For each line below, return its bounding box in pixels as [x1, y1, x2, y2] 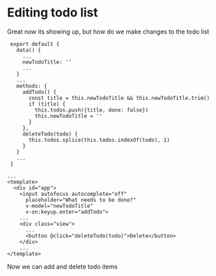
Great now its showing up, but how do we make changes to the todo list [7, 27, 210, 36]
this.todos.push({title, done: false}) [34, 106, 149, 114]
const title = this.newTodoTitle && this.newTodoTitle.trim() [28, 95, 211, 101]
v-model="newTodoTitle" [25, 202, 94, 210]
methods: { [16, 82, 48, 90]
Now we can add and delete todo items [7, 262, 118, 271]
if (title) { [28, 101, 67, 108]
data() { [16, 47, 41, 53]
